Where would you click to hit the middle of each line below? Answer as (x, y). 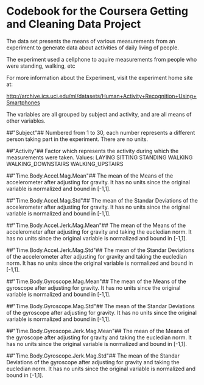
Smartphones (23, 103)
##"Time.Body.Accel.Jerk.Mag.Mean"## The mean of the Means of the (96, 225)
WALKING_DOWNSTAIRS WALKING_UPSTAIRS (65, 164)
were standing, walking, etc (41, 66)
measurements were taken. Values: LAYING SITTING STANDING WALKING (100, 157)
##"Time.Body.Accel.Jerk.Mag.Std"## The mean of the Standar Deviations (100, 250)
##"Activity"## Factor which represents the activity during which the (93, 151)
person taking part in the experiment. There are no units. (77, 139)
